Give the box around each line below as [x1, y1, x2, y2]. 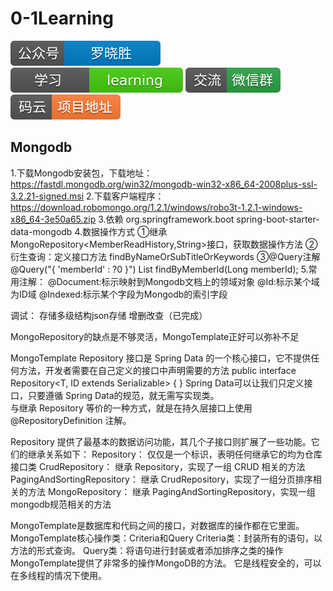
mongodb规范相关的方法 [10, 498, 112, 510]
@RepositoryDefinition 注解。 [10, 414, 132, 426]
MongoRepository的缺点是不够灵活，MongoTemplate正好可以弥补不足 [10, 330, 300, 342]
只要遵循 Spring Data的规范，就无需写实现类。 [27, 389, 220, 401]
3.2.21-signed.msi [10, 190, 85, 202]
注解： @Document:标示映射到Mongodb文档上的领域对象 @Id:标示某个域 [18, 275, 320, 287]
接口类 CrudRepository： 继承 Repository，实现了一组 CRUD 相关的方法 [10, 460, 306, 472]
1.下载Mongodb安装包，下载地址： [10, 167, 153, 179]
